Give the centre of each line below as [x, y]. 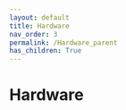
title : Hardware [39, 26]
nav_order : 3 [34, 34]
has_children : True [46, 51]
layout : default [39, 17]
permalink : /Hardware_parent [63, 42]
